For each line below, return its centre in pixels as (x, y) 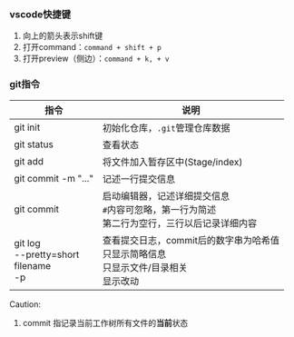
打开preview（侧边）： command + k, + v (96, 59)
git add (29, 161)
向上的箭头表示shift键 (63, 36)
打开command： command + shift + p (92, 47)
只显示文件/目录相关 (145, 267)
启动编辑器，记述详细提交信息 (166, 195)
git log (27, 243)
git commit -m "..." (54, 178)
